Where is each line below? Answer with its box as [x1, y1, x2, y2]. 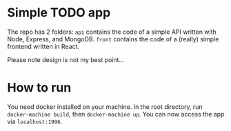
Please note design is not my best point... [7, 55, 125, 63]
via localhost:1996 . [7, 117, 63, 125]
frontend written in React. [7, 42, 80, 50]
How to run [7, 80, 72, 96]
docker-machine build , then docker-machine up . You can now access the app [7, 110, 225, 118]
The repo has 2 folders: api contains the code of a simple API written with [7, 28, 217, 36]
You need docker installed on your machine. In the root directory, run [7, 102, 203, 111]
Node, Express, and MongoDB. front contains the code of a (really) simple [7, 34, 219, 43]
